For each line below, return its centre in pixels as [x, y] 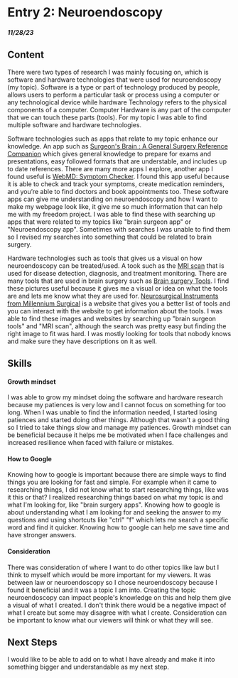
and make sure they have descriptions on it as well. [82, 341]
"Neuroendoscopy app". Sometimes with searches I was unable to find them [119, 229]
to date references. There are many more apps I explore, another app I [110, 168]
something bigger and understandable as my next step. [88, 667]
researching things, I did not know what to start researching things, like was [118, 490]
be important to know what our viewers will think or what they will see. [110, 620]
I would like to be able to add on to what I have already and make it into [111, 660]
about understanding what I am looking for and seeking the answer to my [114, 512]
